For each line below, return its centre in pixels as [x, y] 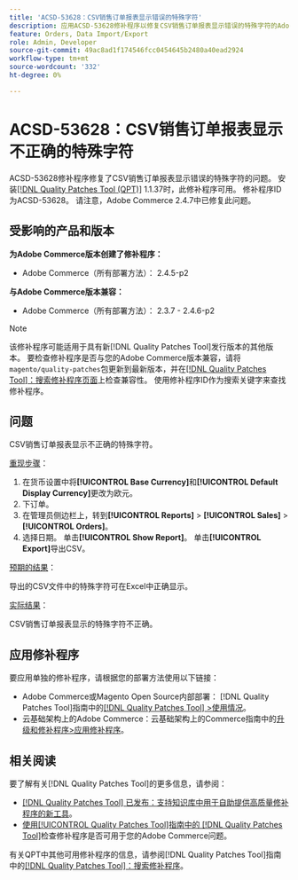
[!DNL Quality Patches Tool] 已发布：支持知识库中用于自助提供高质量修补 [155, 802]
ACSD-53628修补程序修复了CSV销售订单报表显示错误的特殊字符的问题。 [143, 177]
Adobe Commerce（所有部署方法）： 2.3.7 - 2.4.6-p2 [118, 310]
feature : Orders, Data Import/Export [79, 34]
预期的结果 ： [32, 568]
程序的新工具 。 [49, 813]
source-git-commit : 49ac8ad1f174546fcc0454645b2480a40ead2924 [126, 51]
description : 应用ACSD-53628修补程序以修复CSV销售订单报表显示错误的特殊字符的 [143, 26]
